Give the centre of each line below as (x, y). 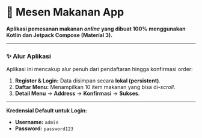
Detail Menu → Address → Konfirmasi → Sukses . (77, 93)
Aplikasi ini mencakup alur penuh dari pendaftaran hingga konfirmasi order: (100, 69)
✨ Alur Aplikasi (29, 56)
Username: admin (37, 122)
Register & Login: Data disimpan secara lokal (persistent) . (88, 81)
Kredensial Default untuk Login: (47, 111)
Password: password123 (44, 128)
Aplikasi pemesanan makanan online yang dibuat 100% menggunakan (96, 29)
